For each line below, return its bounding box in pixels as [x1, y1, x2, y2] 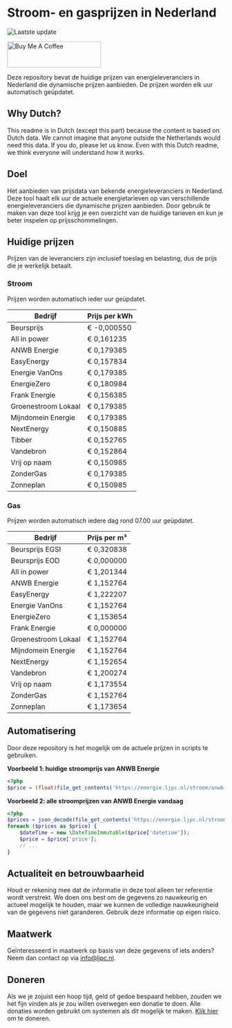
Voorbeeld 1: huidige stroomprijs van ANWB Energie [7, 764, 160, 772]
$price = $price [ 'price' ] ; [19, 836, 97, 843]
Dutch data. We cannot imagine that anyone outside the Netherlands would [7, 133, 221, 142]
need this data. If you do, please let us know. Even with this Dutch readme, [7, 140, 220, 149]
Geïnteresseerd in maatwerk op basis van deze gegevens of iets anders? [7, 946, 215, 955]
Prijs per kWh [87, 311, 133, 321]
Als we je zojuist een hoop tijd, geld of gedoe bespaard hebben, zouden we [7, 992, 222, 1000]
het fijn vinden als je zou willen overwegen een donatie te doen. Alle [7, 1000, 201, 1008]
